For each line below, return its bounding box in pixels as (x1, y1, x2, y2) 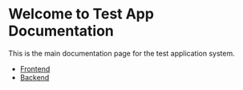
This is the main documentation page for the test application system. (8, 48, 235, 58)
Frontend (19, 63, 51, 73)
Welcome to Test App (8, 5, 155, 23)
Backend (19, 72, 50, 82)
